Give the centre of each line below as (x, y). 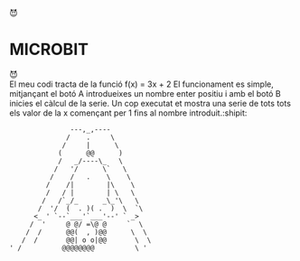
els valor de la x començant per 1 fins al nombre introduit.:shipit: (128, 113)
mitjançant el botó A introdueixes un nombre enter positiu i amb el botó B (145, 93)
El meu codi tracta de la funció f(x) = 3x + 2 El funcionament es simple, (141, 84)
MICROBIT (49, 50)
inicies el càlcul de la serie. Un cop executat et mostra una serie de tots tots (150, 103)
